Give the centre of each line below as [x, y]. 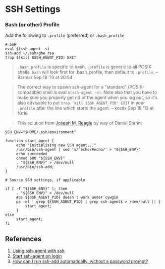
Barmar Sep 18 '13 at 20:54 [45, 78]
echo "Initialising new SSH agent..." [56, 145]
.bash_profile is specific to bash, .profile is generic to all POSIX [84, 67]
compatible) [29, 92]
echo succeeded [32, 154]
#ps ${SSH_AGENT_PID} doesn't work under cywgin [67, 197]
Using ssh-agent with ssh [38, 251]
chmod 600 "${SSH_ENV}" [41, 158]
